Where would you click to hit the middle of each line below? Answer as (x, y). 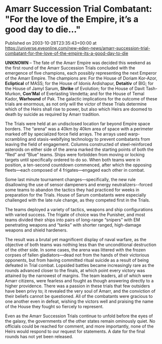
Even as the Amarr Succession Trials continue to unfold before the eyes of (79, 316)
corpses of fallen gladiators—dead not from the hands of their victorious (77, 255)
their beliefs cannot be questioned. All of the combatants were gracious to (79, 296)
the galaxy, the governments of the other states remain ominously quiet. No (80, 321)
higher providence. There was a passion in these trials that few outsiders (78, 286)
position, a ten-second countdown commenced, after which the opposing (78, 165)
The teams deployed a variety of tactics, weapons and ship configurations (79, 209)
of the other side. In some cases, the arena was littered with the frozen (75, 250)
